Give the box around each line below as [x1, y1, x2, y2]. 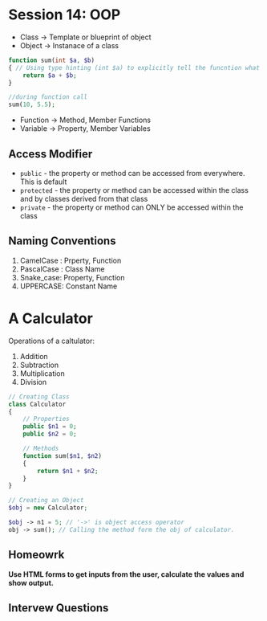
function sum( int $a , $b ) [8, 56, 95, 64]
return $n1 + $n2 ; [37, 467, 99, 475]
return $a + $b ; [22, 71, 78, 80]
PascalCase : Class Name [19, 264, 105, 274]
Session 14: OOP [8, 6, 121, 24]
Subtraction [19, 360, 59, 370]
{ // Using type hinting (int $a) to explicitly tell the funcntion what [8, 63, 261, 71]
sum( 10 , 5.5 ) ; [8, 100, 56, 109]
